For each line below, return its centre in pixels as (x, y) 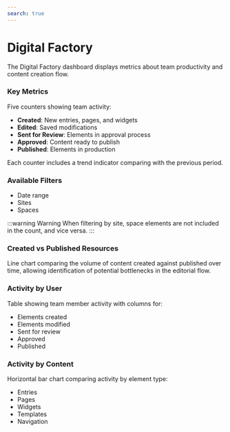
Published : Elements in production (66, 149)
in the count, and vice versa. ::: (51, 230)
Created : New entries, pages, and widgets (77, 120)
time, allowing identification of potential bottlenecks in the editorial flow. (109, 271)
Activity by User (35, 288)
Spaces (28, 210)
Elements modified (44, 324)
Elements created (42, 316)
